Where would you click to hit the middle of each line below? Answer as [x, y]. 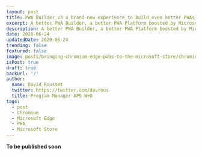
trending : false [26, 46]
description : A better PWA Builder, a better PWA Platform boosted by [96, 29]
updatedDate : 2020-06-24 [37, 40]
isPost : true [23, 62]
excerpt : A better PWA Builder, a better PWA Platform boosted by [91, 23]
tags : [13, 101]
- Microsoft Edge [33, 118]
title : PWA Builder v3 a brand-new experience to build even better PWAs [101, 17]
